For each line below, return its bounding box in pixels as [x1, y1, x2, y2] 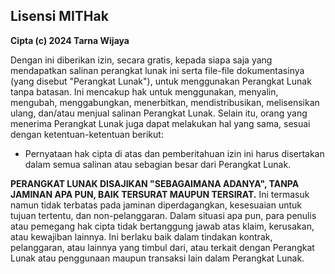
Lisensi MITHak [10, 8, 109, 25]
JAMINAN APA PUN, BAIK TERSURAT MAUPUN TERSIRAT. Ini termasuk [10, 188, 310, 200]
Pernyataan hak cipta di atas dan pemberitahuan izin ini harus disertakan [24, 147, 325, 159]
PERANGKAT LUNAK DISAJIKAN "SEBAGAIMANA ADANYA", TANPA [10, 177, 300, 189]
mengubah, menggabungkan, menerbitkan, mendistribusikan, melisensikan [10, 96, 320, 108]
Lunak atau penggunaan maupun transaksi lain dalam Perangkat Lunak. [10, 252, 305, 264]
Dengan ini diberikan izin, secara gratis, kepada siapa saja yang [10, 54, 273, 66]
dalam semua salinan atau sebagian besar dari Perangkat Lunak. [24, 158, 292, 170]
